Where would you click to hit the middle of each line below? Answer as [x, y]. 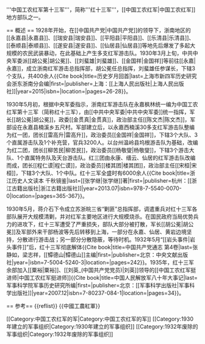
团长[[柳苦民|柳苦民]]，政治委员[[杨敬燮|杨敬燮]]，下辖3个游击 [111, 150]
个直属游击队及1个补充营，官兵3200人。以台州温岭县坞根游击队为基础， [97, 142]
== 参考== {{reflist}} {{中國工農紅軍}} [53, 306]
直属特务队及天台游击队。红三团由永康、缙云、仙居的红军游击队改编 [110, 158]
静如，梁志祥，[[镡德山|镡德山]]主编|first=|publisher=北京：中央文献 [92, 255]
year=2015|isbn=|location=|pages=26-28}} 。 [74, 91]
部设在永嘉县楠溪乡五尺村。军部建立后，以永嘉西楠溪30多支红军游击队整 [98, 127]
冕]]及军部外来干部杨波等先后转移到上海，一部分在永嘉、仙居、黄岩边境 [97, 232]
